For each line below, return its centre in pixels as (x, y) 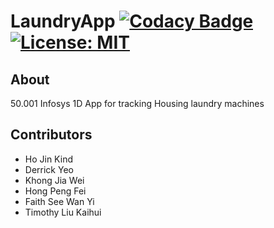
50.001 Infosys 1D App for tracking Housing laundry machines (137, 103)
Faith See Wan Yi (59, 201)
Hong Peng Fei (55, 191)
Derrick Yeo (49, 169)
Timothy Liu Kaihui (63, 212)
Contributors (51, 135)
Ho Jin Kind (48, 159)
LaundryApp (63, 21)
